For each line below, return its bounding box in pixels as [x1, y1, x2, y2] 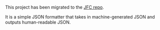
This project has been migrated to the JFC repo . [5, 4, 104, 10]
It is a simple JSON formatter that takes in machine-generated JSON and [5, 14, 155, 19]
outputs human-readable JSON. [5, 19, 71, 25]
